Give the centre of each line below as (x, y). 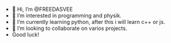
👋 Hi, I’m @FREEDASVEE (42, 9)
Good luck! (25, 35)
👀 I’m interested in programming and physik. (67, 16)
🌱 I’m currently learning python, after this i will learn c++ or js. (89, 22)
